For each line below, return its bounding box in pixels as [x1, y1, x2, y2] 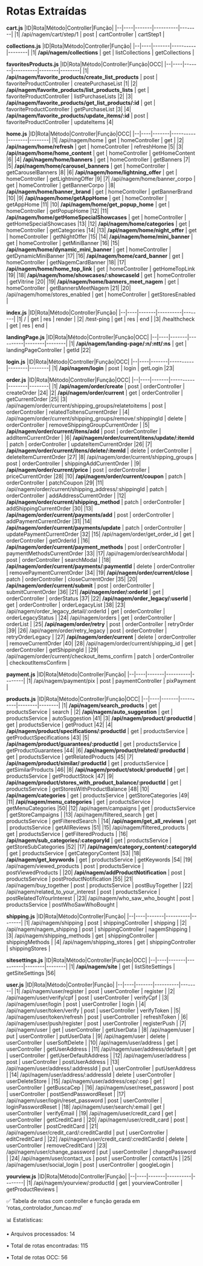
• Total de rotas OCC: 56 [6, 1253, 68, 1261]
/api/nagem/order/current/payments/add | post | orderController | [6, 511, 174, 518]
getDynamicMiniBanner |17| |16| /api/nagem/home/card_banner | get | [6, 252, 184, 259]
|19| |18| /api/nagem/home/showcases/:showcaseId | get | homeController [6, 271, 196, 279]
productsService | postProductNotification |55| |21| [6, 875, 134, 883]
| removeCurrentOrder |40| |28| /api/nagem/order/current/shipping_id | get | [6, 639, 196, 647]
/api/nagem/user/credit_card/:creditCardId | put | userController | [6, 1129, 168, 1136]
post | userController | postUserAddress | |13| [6, 1058, 120, 1065]
